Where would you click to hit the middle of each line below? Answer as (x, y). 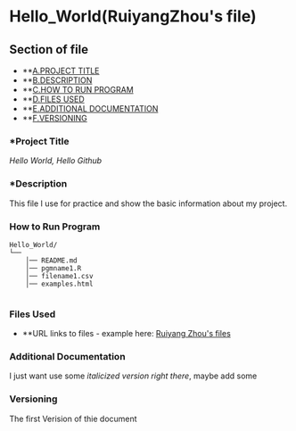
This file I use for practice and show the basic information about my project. (148, 203)
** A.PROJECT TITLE (61, 70)
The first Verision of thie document (73, 419)
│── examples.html (59, 284)
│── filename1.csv (59, 276)
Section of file (49, 50)
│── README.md (51, 261)
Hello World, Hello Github (56, 161)
